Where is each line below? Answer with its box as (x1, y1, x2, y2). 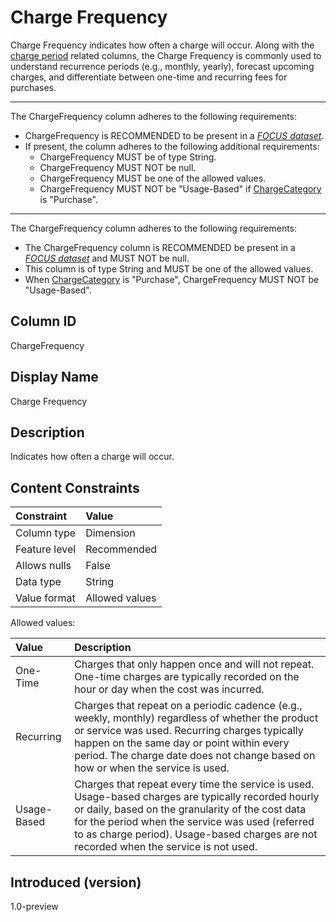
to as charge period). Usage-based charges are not (74, 827, 318, 841)
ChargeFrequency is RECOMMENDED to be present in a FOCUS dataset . (24, 129, 325, 141)
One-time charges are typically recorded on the (74, 670, 300, 684)
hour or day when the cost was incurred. (74, 682, 265, 696)
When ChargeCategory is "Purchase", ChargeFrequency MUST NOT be (24, 273, 320, 285)
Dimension (85, 526, 136, 540)
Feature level (15, 542, 77, 556)
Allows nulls (15, 559, 72, 573)
